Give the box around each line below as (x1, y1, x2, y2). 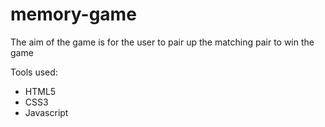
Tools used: (10, 66, 58, 78)
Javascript (24, 106, 69, 118)
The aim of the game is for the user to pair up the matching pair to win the (10, 36, 315, 48)
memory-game (10, 3, 137, 26)
